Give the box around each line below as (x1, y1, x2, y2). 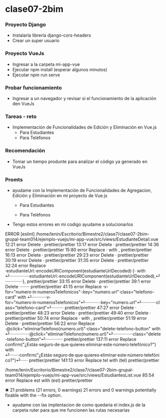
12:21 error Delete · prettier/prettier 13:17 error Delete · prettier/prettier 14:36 (5, 241, 159, 247)
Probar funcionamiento (5, 84, 62, 91)
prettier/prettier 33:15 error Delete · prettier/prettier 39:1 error (27, 278, 151, 284)
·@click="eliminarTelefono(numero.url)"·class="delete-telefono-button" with (5, 325, 161, 331)
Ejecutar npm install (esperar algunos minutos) (12, 66, 108, 72)
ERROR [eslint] (5, 231, 35, 237)
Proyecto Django (5, 21, 46, 28)
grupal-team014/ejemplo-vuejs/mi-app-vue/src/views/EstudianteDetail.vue (5, 236, 159, 242)
